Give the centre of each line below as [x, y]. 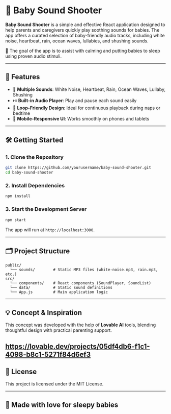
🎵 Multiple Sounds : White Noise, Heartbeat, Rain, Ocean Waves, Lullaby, [89, 89]
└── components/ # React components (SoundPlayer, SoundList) [81, 283]
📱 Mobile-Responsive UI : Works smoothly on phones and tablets [81, 118]
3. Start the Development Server [46, 209]
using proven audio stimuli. [34, 56]
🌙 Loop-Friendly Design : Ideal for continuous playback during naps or [87, 108]
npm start [16, 220]
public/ [13, 265]
